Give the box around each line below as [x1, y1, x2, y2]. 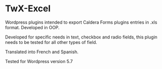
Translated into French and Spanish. [5, 49, 79, 55]
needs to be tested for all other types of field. [5, 39, 97, 45]
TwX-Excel [5, 3, 51, 14]
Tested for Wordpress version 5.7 [5, 58, 73, 64]
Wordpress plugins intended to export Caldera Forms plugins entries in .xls [5, 19, 158, 25]
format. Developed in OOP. [5, 24, 60, 30]
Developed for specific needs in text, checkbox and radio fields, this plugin [5, 34, 158, 40]
